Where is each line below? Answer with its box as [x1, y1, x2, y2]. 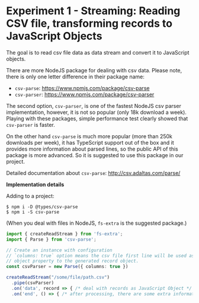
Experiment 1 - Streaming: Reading [6, 4, 181, 18]
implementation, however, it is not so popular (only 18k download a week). [6, 109, 187, 116]
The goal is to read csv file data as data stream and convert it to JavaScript [6, 49, 190, 56]
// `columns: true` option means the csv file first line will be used [6, 253, 187, 259]
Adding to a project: [6, 192, 54, 199]
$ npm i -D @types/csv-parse [6, 203, 78, 210]
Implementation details [6, 181, 65, 188]
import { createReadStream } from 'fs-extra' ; [6, 231, 123, 237]
